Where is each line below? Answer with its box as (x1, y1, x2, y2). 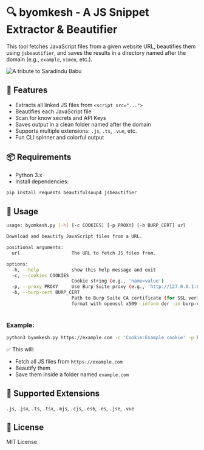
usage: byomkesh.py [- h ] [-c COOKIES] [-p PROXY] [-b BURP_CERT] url (6, 222, 186, 229)
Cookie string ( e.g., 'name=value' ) (71, 278, 165, 284)
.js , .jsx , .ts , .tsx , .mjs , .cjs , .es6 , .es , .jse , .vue (6, 404, 135, 412)
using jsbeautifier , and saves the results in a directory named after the (6, 49, 186, 56)
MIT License (6, 438, 38, 446)
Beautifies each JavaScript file (15, 108, 92, 115)
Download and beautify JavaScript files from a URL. (6, 233, 143, 240)
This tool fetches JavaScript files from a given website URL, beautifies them (6, 43, 196, 50)
